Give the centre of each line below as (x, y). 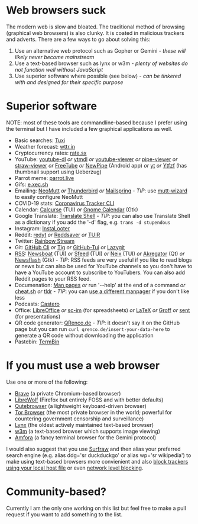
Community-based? (56, 491)
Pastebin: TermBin (37, 342)
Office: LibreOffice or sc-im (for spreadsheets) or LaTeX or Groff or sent (102, 310)
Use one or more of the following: (47, 382)
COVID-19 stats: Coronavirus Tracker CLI (64, 203)
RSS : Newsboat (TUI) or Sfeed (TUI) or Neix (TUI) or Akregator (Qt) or (100, 253)
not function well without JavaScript (59, 69)
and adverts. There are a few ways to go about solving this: (78, 39)
